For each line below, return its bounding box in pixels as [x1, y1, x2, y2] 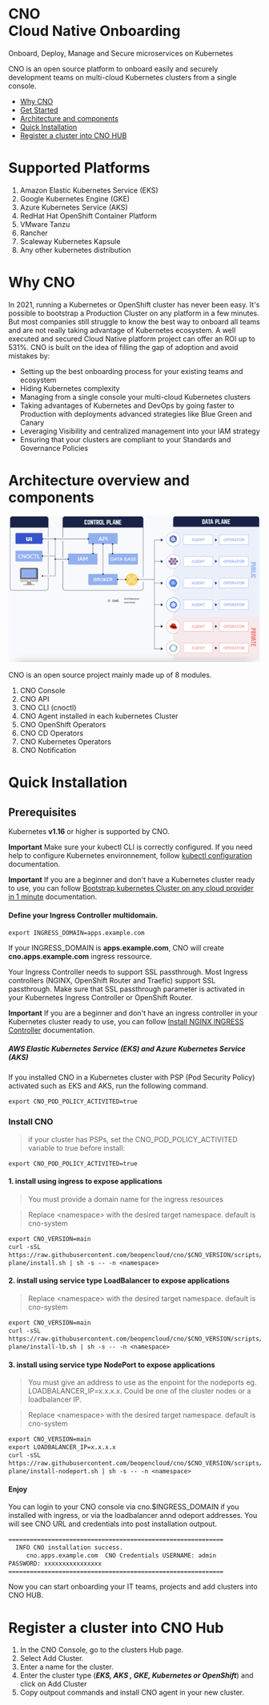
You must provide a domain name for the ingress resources [27, 1194, 224, 1204]
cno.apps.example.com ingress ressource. [8, 952, 152, 962]
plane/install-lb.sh [8, 1342, 78, 1351]
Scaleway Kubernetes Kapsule [19, 236, 121, 246]
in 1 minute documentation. [8, 892, 98, 901]
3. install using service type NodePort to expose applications [8, 1360, 215, 1369]
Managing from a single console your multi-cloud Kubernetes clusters [19, 392, 251, 401]
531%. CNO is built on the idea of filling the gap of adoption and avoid [8, 342, 239, 352]
